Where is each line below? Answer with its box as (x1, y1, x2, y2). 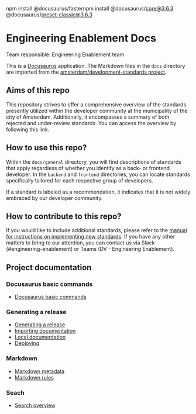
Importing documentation (14, 327, 76, 334)
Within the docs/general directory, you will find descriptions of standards (6, 158, 181, 165)
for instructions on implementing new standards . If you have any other (6, 233, 176, 240)
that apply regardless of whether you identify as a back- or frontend (6, 164, 170, 171)
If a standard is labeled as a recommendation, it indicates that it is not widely (6, 188, 191, 195)
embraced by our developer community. (6, 194, 103, 201)
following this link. (6, 126, 50, 133)
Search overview (14, 402, 56, 409)
